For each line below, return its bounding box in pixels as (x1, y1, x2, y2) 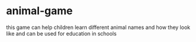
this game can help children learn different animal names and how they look (6, 24, 191, 31)
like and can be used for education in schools (6, 30, 117, 37)
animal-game (6, 4, 73, 18)
